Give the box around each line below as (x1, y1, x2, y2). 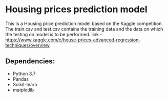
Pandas (12, 76, 29, 82)
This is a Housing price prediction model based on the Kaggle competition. (5, 20, 163, 27)
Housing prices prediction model (5, 4, 148, 15)
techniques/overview (5, 42, 50, 48)
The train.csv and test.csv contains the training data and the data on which (5, 26, 163, 32)
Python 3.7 (12, 70, 36, 77)
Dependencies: (5, 57, 55, 66)
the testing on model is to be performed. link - (5, 31, 102, 37)
